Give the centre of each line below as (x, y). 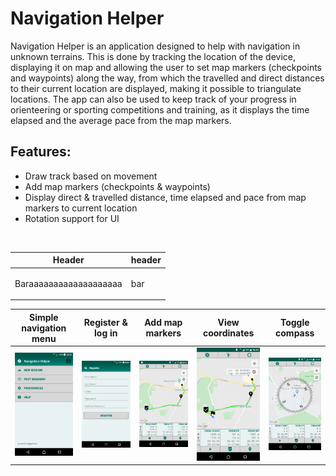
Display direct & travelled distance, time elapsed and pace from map (165, 197)
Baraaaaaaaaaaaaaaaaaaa (68, 283)
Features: (41, 152)
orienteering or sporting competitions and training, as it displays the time (160, 109)
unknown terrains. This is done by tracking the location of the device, (153, 56)
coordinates (228, 333)
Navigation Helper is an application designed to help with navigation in (155, 46)
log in (106, 333)
